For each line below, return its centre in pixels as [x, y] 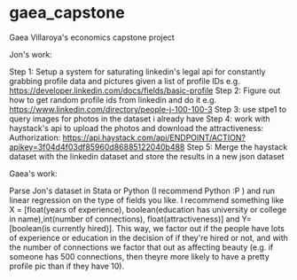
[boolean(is [30, 228]
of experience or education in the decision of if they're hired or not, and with [148, 237]
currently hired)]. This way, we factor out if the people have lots [169, 228]
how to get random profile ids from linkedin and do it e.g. [113, 99]
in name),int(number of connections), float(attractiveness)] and [125, 219]
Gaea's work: [33, 173]
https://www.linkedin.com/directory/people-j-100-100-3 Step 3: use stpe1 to [148, 109]
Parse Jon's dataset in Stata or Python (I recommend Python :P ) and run [142, 191]
